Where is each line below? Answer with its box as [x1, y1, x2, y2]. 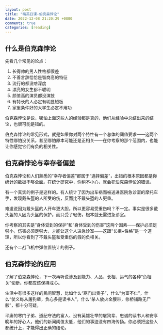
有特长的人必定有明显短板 [12, 98, 64, 104]
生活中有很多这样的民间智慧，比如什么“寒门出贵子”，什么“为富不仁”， [5, 290, 145, 296]
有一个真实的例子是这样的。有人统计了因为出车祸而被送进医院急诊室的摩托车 [5, 189, 158, 195]
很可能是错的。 [17, 121, 48, 127]
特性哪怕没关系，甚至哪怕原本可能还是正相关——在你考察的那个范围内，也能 [5, 137, 158, 143]
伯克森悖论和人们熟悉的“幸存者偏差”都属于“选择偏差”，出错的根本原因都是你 [5, 173, 157, 178]
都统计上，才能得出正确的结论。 [5, 324, 69, 330]
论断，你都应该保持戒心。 [11, 280, 63, 286]
